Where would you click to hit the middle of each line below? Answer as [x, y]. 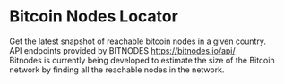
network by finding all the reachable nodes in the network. [117, 70]
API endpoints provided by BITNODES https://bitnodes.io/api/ [122, 50]
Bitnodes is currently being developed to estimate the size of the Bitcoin [142, 60]
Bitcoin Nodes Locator [94, 17]
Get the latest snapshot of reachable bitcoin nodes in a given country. [138, 41]
